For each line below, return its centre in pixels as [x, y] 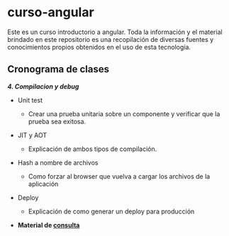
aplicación [43, 184]
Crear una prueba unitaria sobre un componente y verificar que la [124, 113]
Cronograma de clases [58, 69]
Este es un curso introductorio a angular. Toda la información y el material [115, 32]
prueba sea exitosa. [57, 121]
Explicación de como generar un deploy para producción [111, 211]
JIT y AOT [32, 135]
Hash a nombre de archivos [58, 162]
